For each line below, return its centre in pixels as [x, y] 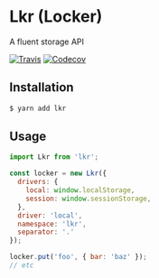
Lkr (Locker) [56, 17]
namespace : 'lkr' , [52, 224]
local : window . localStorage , [80, 190]
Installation [42, 88]
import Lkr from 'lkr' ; [54, 157]
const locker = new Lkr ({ [58, 173]
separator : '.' [46, 232]
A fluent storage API [47, 42]
